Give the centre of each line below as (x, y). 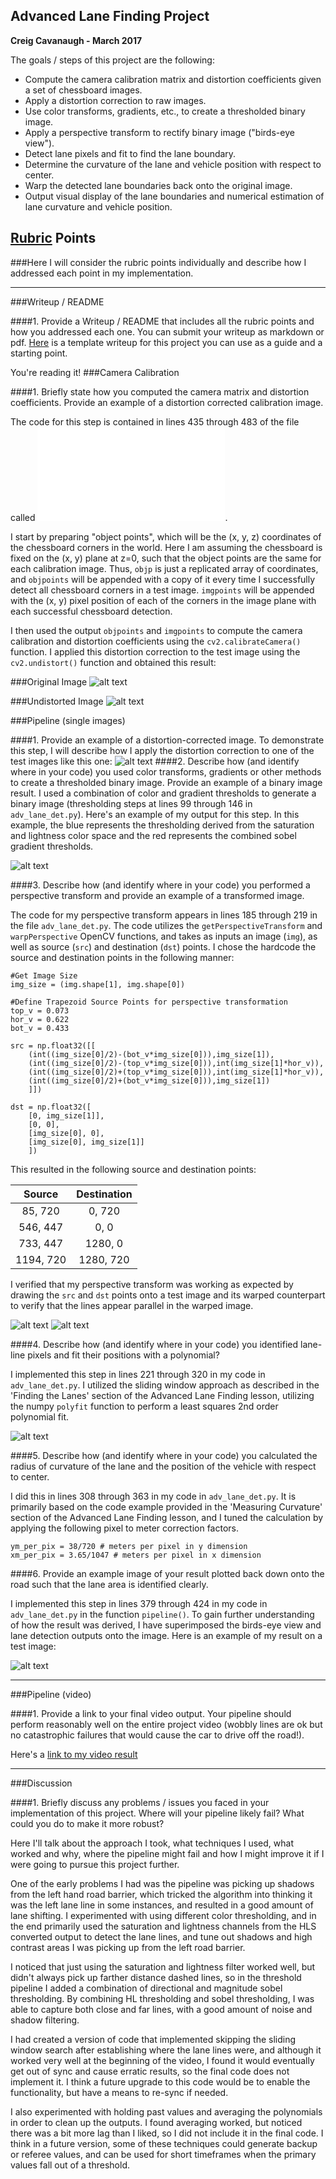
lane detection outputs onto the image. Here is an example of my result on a (166, 1635)
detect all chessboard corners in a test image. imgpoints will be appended (162, 590)
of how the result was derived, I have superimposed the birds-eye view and (166, 1625)
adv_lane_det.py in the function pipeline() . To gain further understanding (162, 1614)
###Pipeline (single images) (68, 720)
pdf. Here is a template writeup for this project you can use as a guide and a (166, 342)
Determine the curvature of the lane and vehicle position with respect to (173, 164)
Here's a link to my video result (74, 1754)
